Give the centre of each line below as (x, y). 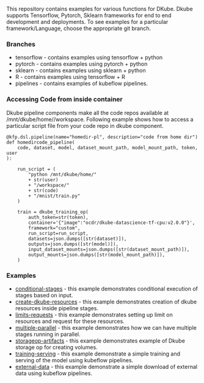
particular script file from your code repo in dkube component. (85, 125)
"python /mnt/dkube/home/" (63, 174)
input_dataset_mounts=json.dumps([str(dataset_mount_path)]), (109, 249)
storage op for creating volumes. (56, 347)
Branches (21, 44)
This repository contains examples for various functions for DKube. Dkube (100, 9)
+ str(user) (44, 180)
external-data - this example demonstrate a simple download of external (106, 366)
